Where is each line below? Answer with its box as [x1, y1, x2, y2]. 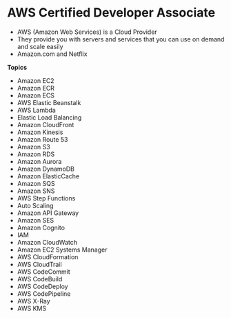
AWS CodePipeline [17, 289, 71, 298]
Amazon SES [17, 216, 54, 224]
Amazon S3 [17, 142, 50, 151]
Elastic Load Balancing [17, 113, 82, 122]
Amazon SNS [17, 187, 55, 195]
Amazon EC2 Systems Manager [17, 245, 108, 254]
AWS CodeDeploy [17, 282, 68, 290]
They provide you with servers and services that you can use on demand [17, 35, 225, 43]
